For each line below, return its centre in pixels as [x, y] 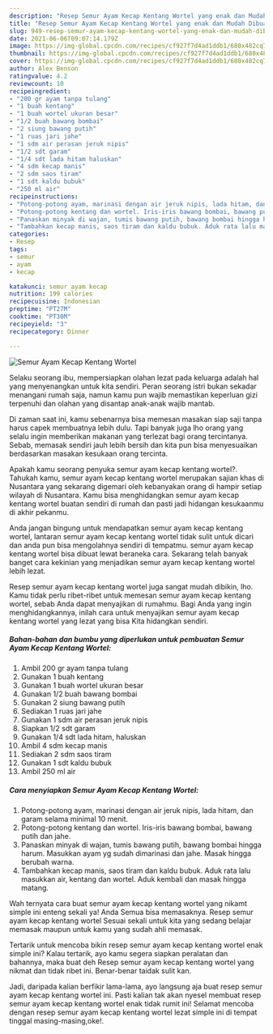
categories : [29, 234]
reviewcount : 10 [36, 83]
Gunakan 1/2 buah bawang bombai [79, 694]
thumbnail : [28, 53]
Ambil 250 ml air [48, 772]
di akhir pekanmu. [39, 512]
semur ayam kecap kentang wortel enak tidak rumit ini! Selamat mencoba [132, 1004]
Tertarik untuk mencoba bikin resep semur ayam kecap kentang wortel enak [136, 945]
